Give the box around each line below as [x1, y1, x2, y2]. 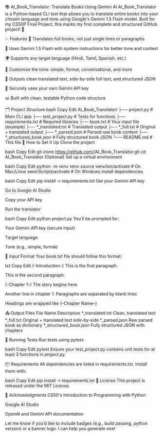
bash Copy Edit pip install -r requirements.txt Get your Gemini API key [5, 178, 145, 184]
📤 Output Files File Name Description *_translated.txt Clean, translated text [5, 310, 156, 316]
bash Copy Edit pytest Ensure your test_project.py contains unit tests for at [5, 347, 155, 352]
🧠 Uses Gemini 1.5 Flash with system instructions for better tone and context [5, 46, 158, 51]
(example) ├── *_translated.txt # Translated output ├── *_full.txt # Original [5, 124, 156, 130]
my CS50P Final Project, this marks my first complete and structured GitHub [5, 21, 158, 27]
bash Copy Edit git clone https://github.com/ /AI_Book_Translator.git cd [5, 149, 146, 155]
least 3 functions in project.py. [5, 351, 66, 357]
